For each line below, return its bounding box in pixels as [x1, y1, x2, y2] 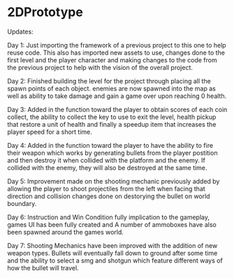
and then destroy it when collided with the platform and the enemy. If [7, 155, 206, 165]
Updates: [7, 27, 34, 36]
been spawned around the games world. [7, 228, 124, 236]
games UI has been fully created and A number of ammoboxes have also [7, 220, 217, 228]
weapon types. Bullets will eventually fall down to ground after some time [7, 249, 218, 257]
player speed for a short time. [7, 127, 93, 136]
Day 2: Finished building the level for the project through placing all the [7, 76, 211, 85]
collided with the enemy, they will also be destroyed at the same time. [7, 163, 207, 172]
